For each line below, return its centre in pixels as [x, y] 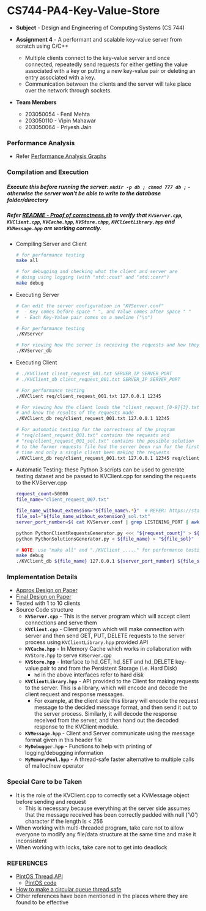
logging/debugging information [64, 753]
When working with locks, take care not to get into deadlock [91, 847]
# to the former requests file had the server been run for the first [108, 447]
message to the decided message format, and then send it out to [116, 707]
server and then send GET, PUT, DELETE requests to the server [105, 636]
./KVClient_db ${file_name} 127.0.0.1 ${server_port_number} [95, 561]
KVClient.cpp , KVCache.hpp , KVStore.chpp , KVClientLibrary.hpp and [91, 222]
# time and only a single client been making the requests [93, 452]
